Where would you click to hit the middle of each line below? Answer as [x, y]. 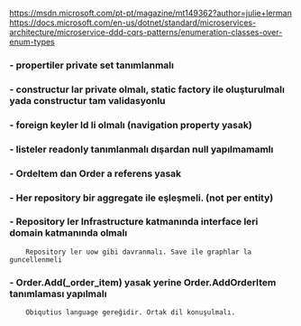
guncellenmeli [36, 260]
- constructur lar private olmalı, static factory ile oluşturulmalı [147, 89]
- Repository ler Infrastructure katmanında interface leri [134, 222]
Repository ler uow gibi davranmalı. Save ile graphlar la [139, 252]
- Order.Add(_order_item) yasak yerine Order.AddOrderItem [143, 282]
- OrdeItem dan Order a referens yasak [96, 173]
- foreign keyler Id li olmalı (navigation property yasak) [131, 125]
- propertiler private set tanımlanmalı [91, 65]
